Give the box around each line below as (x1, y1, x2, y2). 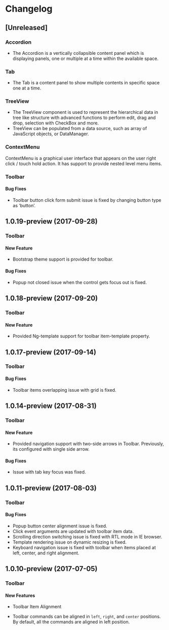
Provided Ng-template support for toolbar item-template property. (12, 333, 150, 339)
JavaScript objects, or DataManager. (12, 131, 90, 137)
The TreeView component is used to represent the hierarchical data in (12, 109, 158, 115)
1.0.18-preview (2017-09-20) (5, 294, 98, 302)
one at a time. (12, 85, 41, 91)
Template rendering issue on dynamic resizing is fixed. (12, 539, 126, 545)
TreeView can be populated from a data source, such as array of (12, 125, 147, 132)
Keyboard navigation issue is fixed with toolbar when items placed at (12, 544, 156, 550)
